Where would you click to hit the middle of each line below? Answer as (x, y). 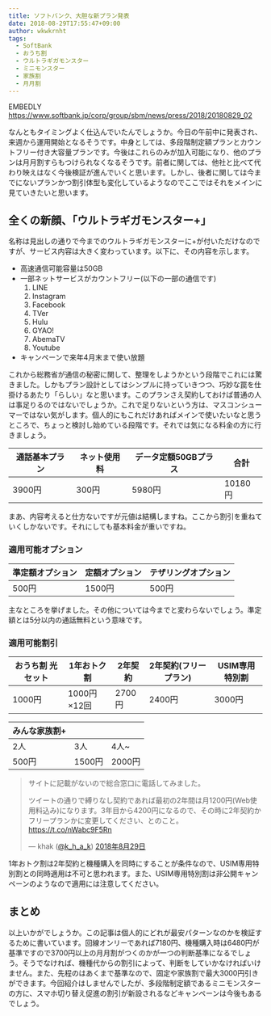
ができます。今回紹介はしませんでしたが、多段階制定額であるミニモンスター (135, 983)
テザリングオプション (190, 572)
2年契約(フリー (177, 665)
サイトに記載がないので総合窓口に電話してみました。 (117, 783)
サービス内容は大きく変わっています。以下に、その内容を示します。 (142, 251)
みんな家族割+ (40, 731)
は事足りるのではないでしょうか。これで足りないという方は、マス (118, 405)
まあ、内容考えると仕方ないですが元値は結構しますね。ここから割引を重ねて (135, 516)
